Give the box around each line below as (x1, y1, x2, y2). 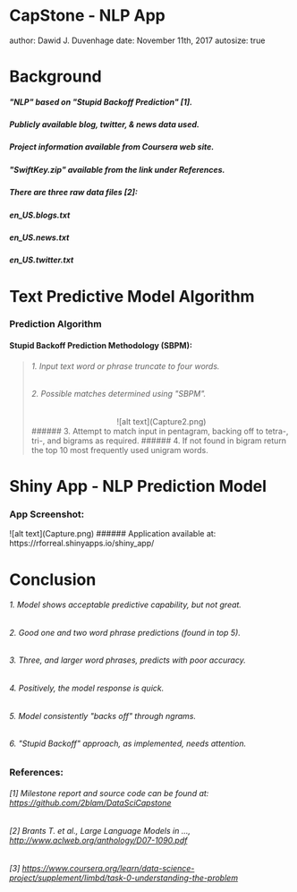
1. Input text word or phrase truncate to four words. (30, 360, 220, 372)
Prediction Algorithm (9, 318, 102, 330)
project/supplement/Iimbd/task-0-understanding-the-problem (9, 872, 239, 883)
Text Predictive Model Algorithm (9, 286, 255, 306)
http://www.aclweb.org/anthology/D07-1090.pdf (9, 835, 188, 845)
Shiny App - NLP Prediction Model (9, 476, 267, 497)
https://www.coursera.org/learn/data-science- (21, 862, 195, 873)
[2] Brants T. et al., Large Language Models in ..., (9, 825, 191, 836)
